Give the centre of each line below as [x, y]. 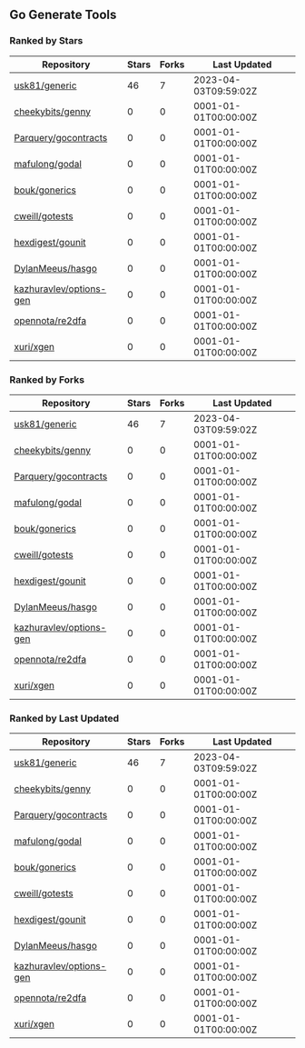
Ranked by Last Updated [64, 718]
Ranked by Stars [46, 41]
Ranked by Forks [47, 379]
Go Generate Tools [63, 15]
